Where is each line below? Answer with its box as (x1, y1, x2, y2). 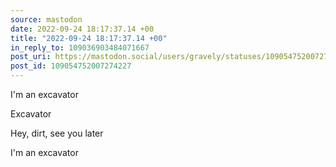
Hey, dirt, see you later (10, 127, 104, 139)
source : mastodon (10, 14, 83, 25)
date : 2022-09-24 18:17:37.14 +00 (10, 24, 155, 34)
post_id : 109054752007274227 (10, 61, 132, 71)
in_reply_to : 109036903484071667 (10, 42, 150, 53)
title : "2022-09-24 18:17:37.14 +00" (10, 33, 168, 43)
